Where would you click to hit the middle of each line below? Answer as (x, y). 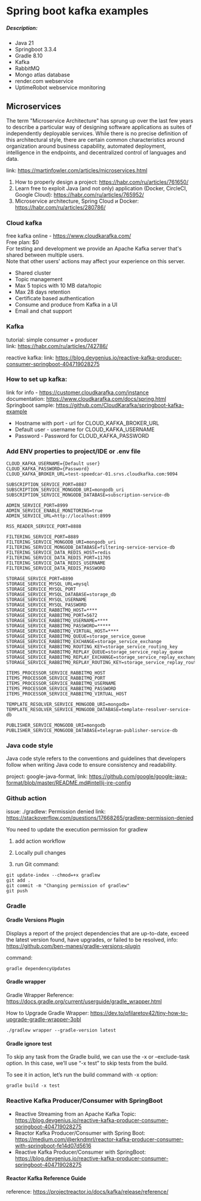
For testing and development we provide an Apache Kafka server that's (94, 249)
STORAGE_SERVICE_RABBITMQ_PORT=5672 (52, 615)
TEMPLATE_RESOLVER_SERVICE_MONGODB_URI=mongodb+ (68, 705)
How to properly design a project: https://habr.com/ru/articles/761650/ (101, 182)
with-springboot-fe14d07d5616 (53, 1145)
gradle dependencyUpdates (38, 968)
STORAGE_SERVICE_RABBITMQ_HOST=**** (52, 610)
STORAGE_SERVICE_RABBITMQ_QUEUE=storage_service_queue (76, 636)
